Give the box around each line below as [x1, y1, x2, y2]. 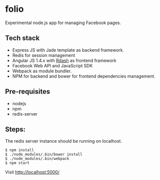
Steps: [5, 125, 26, 133]
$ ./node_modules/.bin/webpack [5, 156, 69, 161]
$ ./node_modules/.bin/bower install [5, 152, 83, 157]
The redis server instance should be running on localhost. [5, 138, 122, 144]
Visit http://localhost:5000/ [5, 169, 60, 175]
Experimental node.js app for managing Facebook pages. [5, 20, 122, 26]
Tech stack [5, 34, 40, 42]
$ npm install [5, 148, 34, 153]
